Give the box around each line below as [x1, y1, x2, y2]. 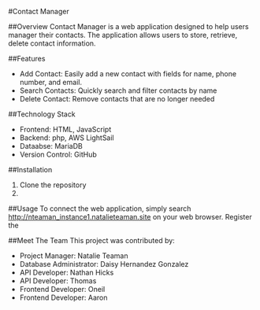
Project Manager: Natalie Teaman [19, 251, 128, 260]
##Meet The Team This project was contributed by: [8, 236, 175, 245]
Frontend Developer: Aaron [19, 293, 108, 302]
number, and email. [19, 78, 83, 87]
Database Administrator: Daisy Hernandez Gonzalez [19, 260, 189, 268]
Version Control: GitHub [19, 149, 97, 159]
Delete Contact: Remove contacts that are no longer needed [19, 94, 215, 103]
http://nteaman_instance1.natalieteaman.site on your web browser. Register [8, 212, 252, 221]
